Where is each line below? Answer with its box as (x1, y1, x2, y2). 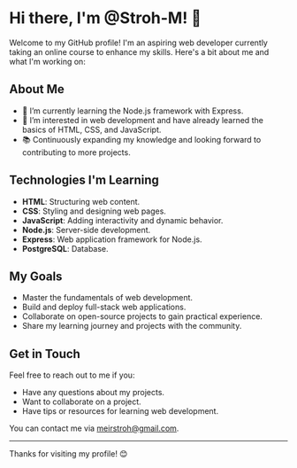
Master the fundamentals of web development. (21, 292, 193, 303)
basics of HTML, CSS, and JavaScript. (21, 124, 162, 135)
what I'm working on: (9, 56, 86, 66)
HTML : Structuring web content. (21, 196, 141, 207)
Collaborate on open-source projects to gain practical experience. (21, 311, 263, 322)
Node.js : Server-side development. (21, 224, 151, 235)
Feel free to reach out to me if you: (9, 370, 135, 380)
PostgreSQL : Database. (21, 243, 109, 253)
